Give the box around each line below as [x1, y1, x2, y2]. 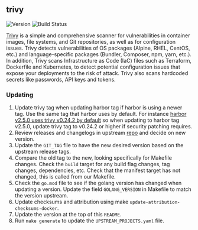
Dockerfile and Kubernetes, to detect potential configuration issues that [6, 63, 180, 70]
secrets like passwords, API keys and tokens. [6, 76, 116, 83]
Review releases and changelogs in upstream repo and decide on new [14, 129, 186, 137]
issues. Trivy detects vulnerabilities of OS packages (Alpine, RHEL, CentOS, [6, 44, 190, 51]
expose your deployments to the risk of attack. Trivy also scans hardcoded [6, 69, 189, 76]
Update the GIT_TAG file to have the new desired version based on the [14, 142, 184, 149]
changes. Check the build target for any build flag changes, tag [14, 161, 170, 168]
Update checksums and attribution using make [14, 198, 129, 206]
